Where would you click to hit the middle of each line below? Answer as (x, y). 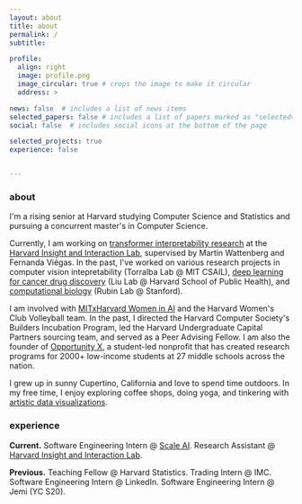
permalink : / (34, 34)
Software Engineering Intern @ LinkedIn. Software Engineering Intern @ (142, 482)
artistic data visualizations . (58, 402)
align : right (42, 67)
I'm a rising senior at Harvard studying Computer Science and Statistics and (150, 217)
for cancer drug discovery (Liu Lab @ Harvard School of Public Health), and (150, 282)
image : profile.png (54, 76)
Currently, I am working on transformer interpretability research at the (138, 243)
